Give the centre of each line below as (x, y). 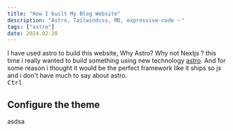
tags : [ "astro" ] (31, 27)
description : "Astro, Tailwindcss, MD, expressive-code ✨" (96, 20)
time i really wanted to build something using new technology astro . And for (116, 61)
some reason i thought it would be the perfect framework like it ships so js (114, 68)
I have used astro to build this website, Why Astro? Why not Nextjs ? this (112, 53)
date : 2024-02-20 (33, 33)
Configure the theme (54, 105)
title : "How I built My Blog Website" (64, 14)
